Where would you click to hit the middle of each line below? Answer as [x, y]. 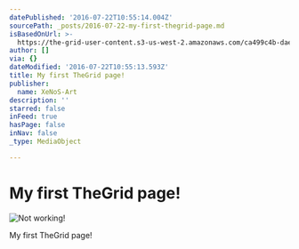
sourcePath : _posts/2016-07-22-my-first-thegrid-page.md [117, 26]
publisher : [29, 84]
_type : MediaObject [45, 141]
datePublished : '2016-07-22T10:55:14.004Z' [91, 17]
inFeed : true [33, 116]
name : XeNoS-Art [47, 92]
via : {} [24, 59]
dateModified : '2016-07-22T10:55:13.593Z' [89, 68]
